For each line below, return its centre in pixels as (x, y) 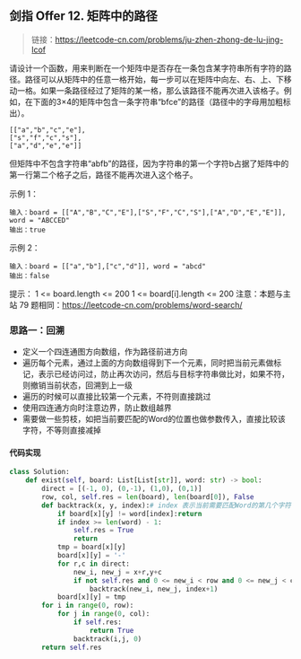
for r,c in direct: (93, 564)
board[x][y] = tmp (91, 597)
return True (112, 630)
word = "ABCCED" (39, 220)
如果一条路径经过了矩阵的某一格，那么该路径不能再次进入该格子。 (162, 90)
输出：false (30, 276)
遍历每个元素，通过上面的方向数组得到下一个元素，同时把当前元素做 (148, 363)
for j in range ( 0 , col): (103, 614)
